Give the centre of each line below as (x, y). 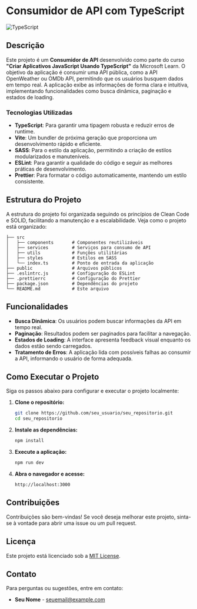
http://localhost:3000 (42, 484)
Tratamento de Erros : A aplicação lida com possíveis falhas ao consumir (103, 352)
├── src (16, 237)
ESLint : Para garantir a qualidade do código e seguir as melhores (93, 163)
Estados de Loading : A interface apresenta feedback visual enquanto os (103, 340)
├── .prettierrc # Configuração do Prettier (74, 278)
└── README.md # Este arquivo (58, 289)
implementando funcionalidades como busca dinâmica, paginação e (89, 91)
